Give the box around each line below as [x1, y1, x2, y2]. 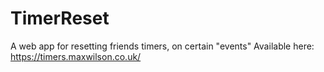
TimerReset [10, 7, 110, 30]
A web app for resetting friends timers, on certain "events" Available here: [10, 40, 315, 52]
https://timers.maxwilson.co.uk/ [10, 50, 142, 62]
